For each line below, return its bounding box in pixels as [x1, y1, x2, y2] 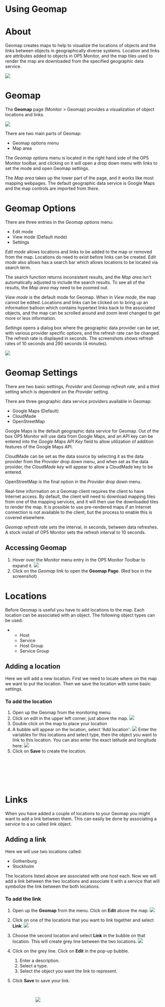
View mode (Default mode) [12, 234, 68, 240]
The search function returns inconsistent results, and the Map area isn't [5, 274, 152, 280]
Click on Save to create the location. [12, 748, 86, 754]
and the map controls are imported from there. [5, 185, 100, 191]
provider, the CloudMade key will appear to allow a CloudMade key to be [5, 464, 153, 470]
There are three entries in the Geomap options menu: [5, 219, 114, 225]
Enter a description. [19, 958, 60, 963]
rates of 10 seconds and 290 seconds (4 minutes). [5, 341, 108, 347]
